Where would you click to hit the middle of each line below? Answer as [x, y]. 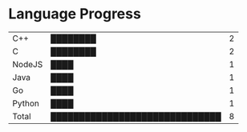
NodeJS [28, 64]
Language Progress [75, 14]
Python [26, 103]
